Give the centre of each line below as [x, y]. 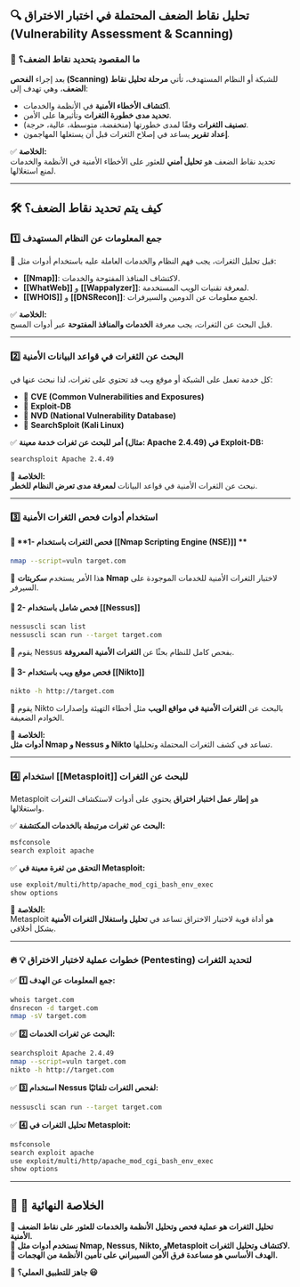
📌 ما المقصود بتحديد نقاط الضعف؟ [75, 60]
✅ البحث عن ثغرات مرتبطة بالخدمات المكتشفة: [88, 825]
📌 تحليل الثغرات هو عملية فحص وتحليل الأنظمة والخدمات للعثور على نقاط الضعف [142, 1226]
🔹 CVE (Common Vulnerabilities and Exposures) [114, 396]
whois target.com [42, 1000]
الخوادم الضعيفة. [37, 717]
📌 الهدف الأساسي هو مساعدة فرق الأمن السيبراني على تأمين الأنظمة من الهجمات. [144, 1255]
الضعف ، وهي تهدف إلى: [49, 88]
